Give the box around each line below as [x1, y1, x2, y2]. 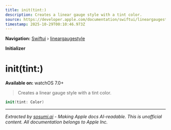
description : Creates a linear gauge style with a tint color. [5, 12, 142, 17]
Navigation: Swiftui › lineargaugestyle [5, 36, 85, 42]
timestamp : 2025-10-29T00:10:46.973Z [5, 21, 85, 27]
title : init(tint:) [5, 7, 47, 13]
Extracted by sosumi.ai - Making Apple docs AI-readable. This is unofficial [5, 114, 162, 120]
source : [5, 17, 22, 22]
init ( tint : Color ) [5, 100, 44, 105]
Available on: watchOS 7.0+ [5, 80, 64, 86]
